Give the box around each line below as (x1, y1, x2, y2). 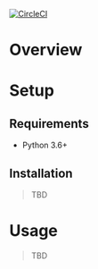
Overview (9, 40, 83, 60)
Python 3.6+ (21, 139, 69, 151)
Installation (9, 165, 73, 181)
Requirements (9, 116, 89, 131)
